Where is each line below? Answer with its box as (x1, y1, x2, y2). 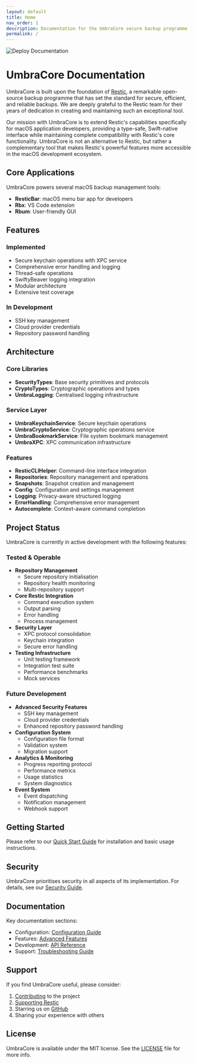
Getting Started (6, 822, 65, 832)
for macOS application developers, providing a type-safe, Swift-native (6, 125, 178, 132)
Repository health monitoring (23, 580, 95, 587)
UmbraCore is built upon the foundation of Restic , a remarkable (6, 88, 162, 96)
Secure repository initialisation (23, 573, 98, 580)
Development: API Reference (14, 941, 86, 948)
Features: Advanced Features (14, 935, 87, 942)
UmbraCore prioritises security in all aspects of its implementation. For (6, 878, 180, 885)
